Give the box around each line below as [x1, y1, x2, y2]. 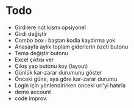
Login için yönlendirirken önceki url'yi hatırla [14, 81, 126, 89]
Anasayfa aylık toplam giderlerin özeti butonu [14, 43, 129, 50]
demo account [14, 88, 51, 95]
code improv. [14, 95, 48, 102]
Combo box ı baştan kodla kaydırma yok [14, 36, 116, 44]
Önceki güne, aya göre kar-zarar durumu [14, 75, 118, 83]
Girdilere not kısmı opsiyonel [14, 24, 86, 31]
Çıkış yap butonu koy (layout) [14, 62, 88, 70]
